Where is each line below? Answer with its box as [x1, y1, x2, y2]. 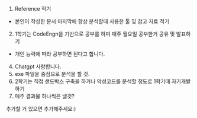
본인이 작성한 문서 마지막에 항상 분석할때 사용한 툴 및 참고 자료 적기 [14, 18, 170, 25]
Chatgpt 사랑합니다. [14, 63, 62, 70]
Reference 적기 [14, 5, 51, 12]
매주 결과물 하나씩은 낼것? [14, 93, 75, 100]
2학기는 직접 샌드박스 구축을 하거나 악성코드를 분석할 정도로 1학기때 [14, 78, 170, 85]
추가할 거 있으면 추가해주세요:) [6, 106, 76, 112]
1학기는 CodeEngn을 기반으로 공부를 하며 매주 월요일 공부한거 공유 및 [14, 30, 175, 37]
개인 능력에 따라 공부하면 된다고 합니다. [14, 50, 105, 58]
